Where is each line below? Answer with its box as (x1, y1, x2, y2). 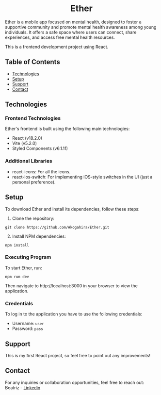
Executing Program (5, 254, 51, 261)
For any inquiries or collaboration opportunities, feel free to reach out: (5, 379, 145, 385)
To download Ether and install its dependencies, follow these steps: (5, 206, 140, 212)
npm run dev (5, 274, 29, 279)
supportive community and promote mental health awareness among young (5, 24, 157, 30)
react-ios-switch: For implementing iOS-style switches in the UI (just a (12, 174, 153, 180)
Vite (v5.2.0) (12, 140, 37, 146)
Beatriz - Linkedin (5, 384, 41, 391)
